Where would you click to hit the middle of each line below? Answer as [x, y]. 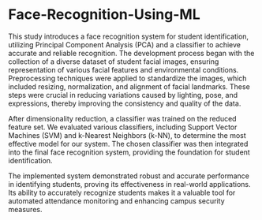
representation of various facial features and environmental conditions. [124, 69]
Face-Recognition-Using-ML [105, 15]
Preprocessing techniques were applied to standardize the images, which [127, 78]
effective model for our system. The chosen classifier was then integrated [128, 144]
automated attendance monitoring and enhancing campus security [116, 201]
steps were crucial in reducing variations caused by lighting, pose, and [123, 95]
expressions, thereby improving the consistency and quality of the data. [125, 103]
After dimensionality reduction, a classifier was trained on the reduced [122, 118]
